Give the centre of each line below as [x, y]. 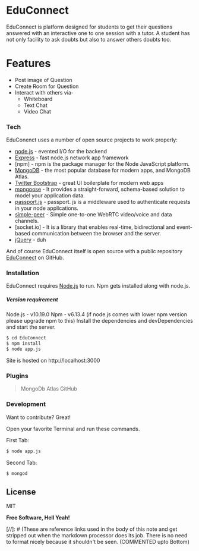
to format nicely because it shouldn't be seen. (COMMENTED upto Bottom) [98, 542]
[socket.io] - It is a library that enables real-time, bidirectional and [95, 227]
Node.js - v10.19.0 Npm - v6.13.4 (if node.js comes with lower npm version [97, 314]
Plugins [17, 376]
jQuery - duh [30, 240]
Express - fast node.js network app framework [72, 158]
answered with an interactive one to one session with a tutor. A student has [98, 33]
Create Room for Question [47, 86]
